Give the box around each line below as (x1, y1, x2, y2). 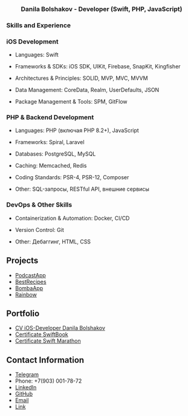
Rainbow (15, 291, 37, 298)
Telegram (15, 371, 39, 378)
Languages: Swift (15, 51, 59, 59)
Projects (6, 256, 39, 266)
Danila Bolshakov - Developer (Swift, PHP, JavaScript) (21, 5, 183, 13)
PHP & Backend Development (6, 113, 94, 122)
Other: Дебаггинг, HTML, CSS (15, 238, 91, 245)
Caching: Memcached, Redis (15, 162, 87, 170)
